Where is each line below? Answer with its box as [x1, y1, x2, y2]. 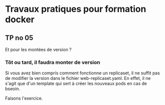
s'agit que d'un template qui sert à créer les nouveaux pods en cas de [5, 80, 147, 87]
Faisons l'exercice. [5, 95, 43, 102]
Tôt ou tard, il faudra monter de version [5, 59, 100, 66]
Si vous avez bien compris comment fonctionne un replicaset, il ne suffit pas [5, 70, 160, 76]
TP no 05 [5, 34, 33, 42]
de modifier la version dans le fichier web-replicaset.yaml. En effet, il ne [5, 75, 151, 81]
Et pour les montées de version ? [5, 47, 72, 52]
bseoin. [5, 86, 21, 92]
